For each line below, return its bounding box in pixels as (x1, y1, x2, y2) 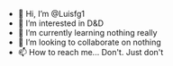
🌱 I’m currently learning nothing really (17, 28, 158, 37)
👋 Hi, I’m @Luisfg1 (17, 9, 86, 19)
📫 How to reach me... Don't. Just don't (17, 47, 164, 57)
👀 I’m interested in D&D (17, 18, 105, 29)
